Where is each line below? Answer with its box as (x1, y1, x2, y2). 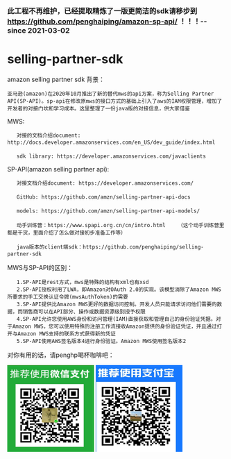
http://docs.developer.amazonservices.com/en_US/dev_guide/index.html (7, 139, 216, 146)
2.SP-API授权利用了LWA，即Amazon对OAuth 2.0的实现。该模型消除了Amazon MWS (16, 286, 222, 293)
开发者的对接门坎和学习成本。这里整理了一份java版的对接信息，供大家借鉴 (7, 105, 191, 112)
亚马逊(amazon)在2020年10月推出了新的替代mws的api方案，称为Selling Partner (7, 90, 214, 97)
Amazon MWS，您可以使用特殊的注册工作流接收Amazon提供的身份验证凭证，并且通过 (12, 323, 217, 330)
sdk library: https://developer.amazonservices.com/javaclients (16, 153, 207, 160)
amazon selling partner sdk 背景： (7, 75, 105, 83)
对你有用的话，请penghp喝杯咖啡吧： (7, 351, 114, 359)
